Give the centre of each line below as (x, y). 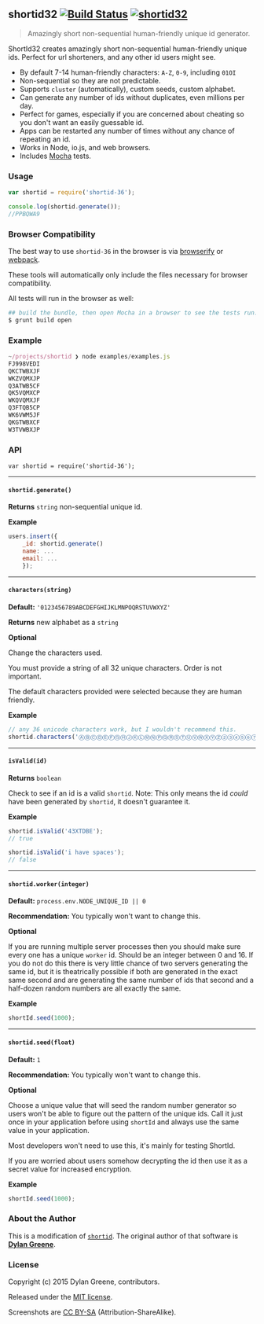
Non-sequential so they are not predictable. (90, 80)
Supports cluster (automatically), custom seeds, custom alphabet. (127, 89)
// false (22, 860)
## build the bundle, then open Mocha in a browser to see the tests (125, 313)
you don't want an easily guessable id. (82, 122)
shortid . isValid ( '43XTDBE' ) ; (56, 831)
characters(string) (40, 590)
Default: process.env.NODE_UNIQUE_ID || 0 (77, 901)
